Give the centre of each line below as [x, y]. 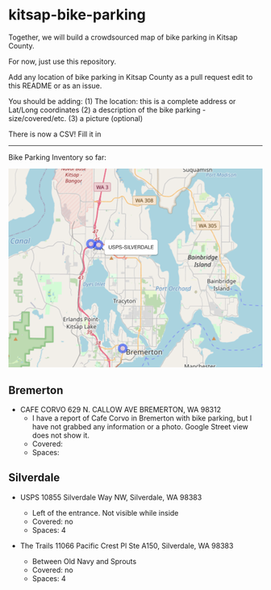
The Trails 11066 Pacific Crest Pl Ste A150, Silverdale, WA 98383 [127, 546]
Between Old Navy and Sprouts [84, 561]
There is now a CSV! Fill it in [55, 134]
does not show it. [61, 435]
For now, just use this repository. [63, 61]
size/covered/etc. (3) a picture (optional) [76, 118]
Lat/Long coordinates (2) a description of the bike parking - [107, 110]
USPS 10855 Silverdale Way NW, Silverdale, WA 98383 [111, 497]
